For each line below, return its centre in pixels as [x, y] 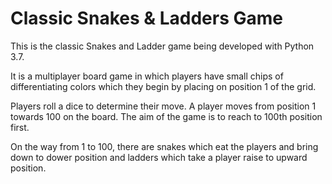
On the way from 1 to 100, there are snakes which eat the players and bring [164, 146]
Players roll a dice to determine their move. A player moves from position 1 [163, 106]
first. [20, 127]
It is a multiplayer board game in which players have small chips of [147, 76]
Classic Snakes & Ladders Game [146, 18]
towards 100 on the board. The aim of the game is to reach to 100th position [166, 116]
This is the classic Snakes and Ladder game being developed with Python [162, 46]
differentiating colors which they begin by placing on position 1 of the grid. [163, 86]
